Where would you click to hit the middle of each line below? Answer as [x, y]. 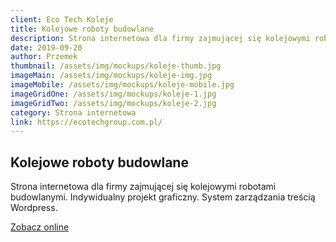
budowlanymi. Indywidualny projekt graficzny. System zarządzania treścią [163, 197]
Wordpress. [34, 208]
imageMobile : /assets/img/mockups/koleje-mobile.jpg [122, 85]
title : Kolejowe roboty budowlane [82, 29]
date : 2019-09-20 [46, 47]
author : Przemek [44, 57]
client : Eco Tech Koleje [62, 19]
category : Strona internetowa [73, 112]
